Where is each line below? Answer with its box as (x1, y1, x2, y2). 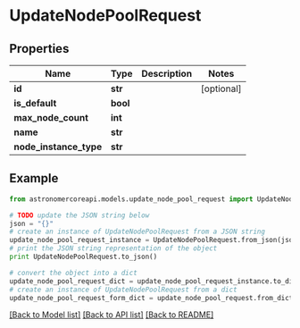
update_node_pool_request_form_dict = (9, 293, 154, 302)
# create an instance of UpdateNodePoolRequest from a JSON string (9, 227, 266, 237)
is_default (13, 97, 57, 109)
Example (9, 171, 59, 186)
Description (141, 68, 193, 80)
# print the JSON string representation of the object (9, 244, 218, 253)
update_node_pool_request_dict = (9, 276, 134, 286)
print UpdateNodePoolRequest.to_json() (9, 252, 158, 262)
